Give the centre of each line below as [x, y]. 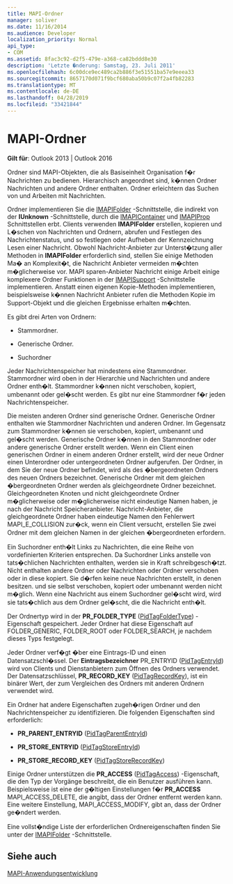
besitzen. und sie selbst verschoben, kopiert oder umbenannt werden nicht [115, 586]
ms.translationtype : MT [42, 85]
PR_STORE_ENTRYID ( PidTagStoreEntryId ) [79, 747]
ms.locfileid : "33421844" [45, 105]
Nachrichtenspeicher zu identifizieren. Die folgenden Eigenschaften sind [111, 712]
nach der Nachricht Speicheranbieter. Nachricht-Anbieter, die [95, 509]
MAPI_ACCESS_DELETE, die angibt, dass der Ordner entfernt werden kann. [115, 797]
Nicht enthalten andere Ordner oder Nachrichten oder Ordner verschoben [113, 570]
